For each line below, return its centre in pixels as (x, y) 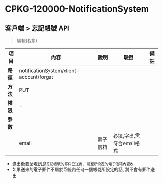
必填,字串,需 (127, 136)
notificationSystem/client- (49, 71)
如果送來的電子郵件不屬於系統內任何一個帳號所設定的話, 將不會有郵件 (81, 169)
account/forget (36, 77)
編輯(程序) (27, 41)
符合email (124, 143)
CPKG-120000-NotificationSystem (77, 9)
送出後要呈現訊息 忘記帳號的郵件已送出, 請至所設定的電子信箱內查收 (73, 163)
